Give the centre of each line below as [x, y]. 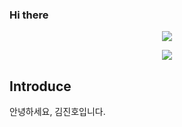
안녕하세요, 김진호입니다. [57, 112]
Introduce [40, 86]
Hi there [29, 15]
